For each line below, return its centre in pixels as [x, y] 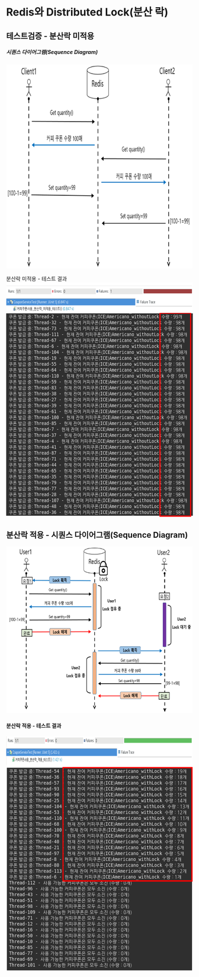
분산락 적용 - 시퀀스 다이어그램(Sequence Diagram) [97, 535]
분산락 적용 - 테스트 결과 [34, 725]
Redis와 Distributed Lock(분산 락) [87, 12]
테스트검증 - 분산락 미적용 [50, 36]
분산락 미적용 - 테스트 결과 [36, 278]
